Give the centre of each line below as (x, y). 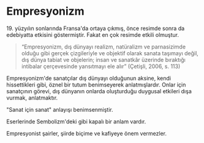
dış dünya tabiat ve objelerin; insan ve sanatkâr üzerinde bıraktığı (103, 60)
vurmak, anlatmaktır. (32, 98)
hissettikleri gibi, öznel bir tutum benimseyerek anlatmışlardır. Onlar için (96, 85)
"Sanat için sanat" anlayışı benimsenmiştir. (60, 109)
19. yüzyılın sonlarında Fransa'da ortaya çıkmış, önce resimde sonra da (96, 28)
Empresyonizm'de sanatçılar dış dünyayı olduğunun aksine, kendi (89, 78)
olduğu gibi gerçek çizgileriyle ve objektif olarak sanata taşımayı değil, (110, 53)
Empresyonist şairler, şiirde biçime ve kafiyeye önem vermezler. (87, 133)
